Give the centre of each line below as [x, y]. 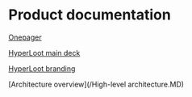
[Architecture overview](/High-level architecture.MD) [96, 84]
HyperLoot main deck [44, 53]
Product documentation [90, 15]
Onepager [25, 37]
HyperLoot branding [42, 68]
